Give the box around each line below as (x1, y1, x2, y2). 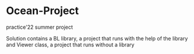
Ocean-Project (6, 4, 79, 18)
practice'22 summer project (6, 23, 73, 31)
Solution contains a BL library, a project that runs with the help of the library (6, 35, 188, 42)
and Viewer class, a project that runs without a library (6, 41, 134, 48)
